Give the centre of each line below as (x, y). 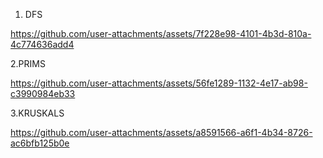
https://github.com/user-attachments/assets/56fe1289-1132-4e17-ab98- (159, 83)
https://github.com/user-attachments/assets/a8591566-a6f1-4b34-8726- (161, 132)
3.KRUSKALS (37, 113)
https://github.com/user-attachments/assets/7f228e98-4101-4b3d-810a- (161, 33)
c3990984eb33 (43, 93)
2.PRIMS (28, 63)
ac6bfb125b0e (40, 143)
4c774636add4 (42, 44)
